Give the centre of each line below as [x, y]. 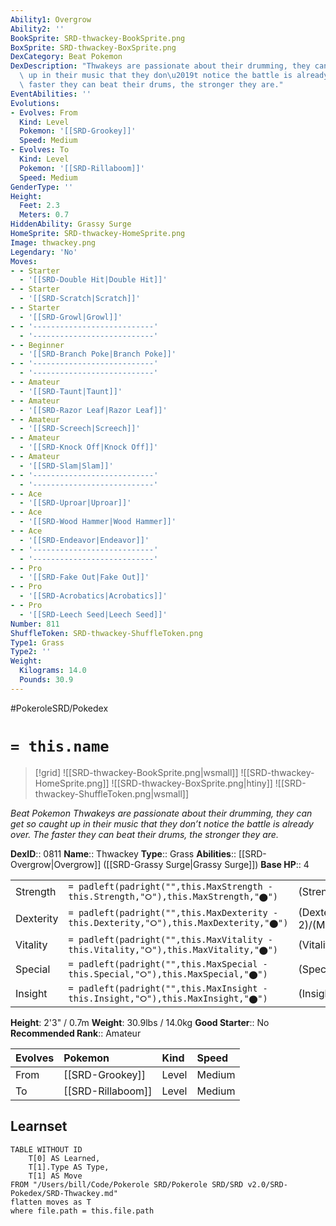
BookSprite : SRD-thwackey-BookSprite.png [98, 38]
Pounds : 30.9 [46, 680]
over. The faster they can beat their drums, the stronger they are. [144, 834]
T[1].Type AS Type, [69, 1167]
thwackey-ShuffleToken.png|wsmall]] [112, 793]
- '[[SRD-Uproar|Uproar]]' [75, 503]
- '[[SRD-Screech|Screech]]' [80, 429]
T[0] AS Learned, [64, 1158]
